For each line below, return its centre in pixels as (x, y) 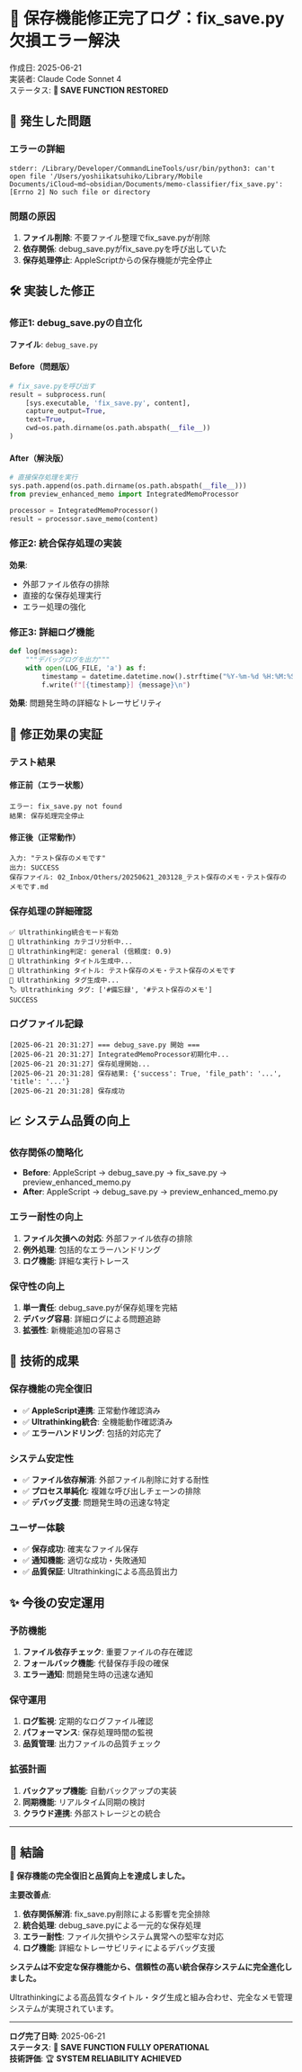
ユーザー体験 (37, 1527)
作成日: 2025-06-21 (46, 68)
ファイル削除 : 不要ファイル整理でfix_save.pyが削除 (116, 237)
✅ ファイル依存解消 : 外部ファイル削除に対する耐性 (115, 1480)
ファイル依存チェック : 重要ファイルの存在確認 (107, 1652)
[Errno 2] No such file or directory (80, 192)
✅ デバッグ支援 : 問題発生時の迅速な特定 (96, 1502)
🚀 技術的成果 (44, 1361)
